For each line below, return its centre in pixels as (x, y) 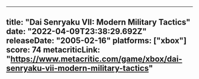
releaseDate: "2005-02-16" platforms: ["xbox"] (96, 41)
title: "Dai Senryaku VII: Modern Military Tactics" (98, 22)
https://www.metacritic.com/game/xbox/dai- (96, 59)
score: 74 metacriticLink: (53, 50)
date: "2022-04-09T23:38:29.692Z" (76, 32)
